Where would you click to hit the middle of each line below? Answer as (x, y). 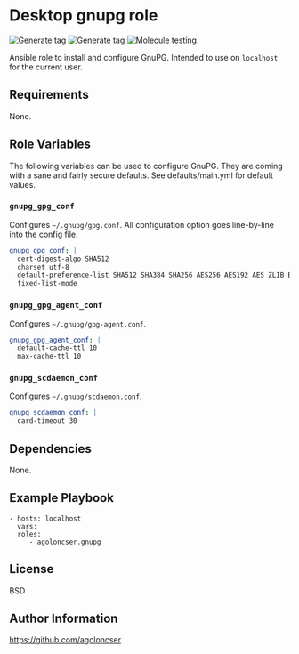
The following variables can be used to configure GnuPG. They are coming (146, 166)
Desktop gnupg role (84, 16)
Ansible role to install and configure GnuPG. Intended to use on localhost (144, 57)
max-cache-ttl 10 (49, 357)
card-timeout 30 (47, 421)
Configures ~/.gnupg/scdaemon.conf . (76, 396)
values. (22, 184)
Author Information (64, 619)
